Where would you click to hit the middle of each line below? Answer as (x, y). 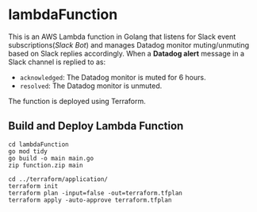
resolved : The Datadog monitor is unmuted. (91, 86)
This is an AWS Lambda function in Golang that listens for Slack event (122, 37)
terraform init (33, 186)
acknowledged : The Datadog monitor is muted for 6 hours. (113, 77)
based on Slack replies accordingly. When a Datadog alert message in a (126, 53)
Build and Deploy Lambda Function (96, 126)
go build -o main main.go (51, 158)
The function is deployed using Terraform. (77, 101)
